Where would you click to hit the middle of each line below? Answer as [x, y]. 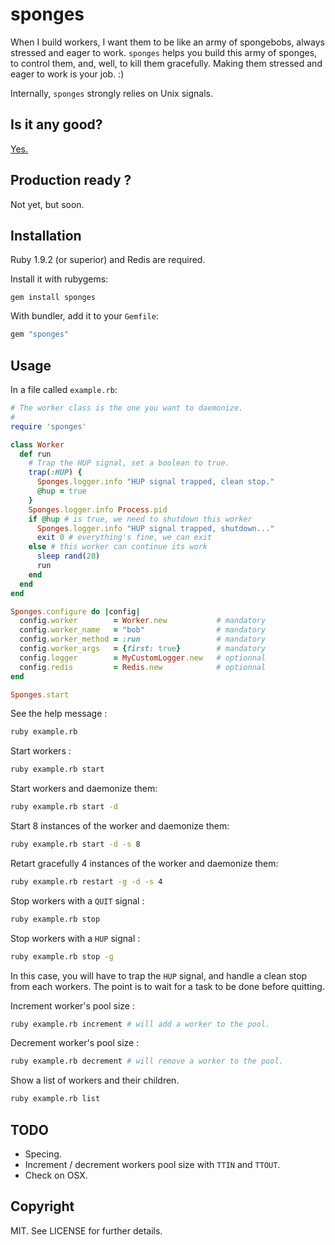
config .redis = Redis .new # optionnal [143, 667]
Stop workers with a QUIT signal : [77, 900]
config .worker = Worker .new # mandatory [143, 621]
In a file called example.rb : [64, 390]
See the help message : [59, 714]
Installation [46, 235]
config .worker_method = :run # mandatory [143, 639]
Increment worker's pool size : [72, 1005]
